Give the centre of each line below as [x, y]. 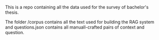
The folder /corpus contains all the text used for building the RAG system [80, 22]
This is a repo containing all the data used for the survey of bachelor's [77, 7]
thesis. [12, 12]
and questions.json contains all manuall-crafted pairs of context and [75, 27]
